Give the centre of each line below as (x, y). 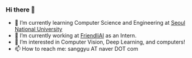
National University (38, 29)
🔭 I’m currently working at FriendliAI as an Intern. (76, 36)
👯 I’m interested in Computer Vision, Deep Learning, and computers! (100, 42)
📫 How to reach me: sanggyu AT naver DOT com (76, 49)
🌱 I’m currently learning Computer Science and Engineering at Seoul (100, 23)
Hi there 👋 (21, 10)
